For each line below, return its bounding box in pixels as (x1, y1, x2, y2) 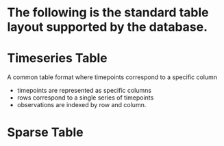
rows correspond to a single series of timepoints (16, 93, 154, 102)
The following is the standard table (7, 5, 209, 20)
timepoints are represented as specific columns (16, 87, 152, 95)
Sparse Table (7, 125, 84, 141)
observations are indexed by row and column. (16, 101, 147, 109)
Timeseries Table (7, 50, 108, 66)
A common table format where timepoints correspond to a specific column (7, 73, 218, 81)
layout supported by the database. (7, 19, 208, 35)
